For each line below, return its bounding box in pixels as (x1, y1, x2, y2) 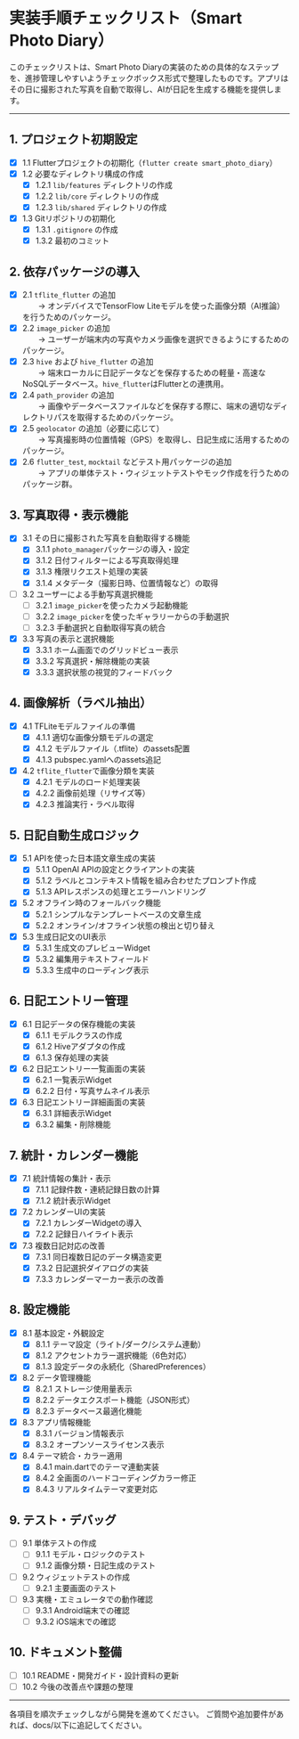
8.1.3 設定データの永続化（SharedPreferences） (35, 1360, 211, 1372)
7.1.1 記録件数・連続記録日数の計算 (35, 1184, 160, 1195)
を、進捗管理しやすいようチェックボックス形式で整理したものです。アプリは (9, 72, 289, 83)
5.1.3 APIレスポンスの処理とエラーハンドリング (35, 886, 207, 897)
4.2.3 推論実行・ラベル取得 (35, 799, 135, 810)
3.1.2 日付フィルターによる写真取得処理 (35, 555, 180, 566)
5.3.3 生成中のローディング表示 (35, 964, 149, 976)
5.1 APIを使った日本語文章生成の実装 (21, 853, 156, 864)
